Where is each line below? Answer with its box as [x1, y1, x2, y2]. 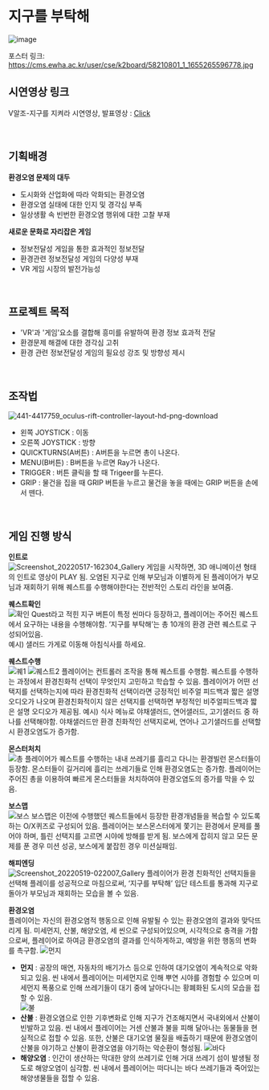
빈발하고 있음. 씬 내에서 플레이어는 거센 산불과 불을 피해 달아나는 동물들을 [19, 1023, 250, 1032]
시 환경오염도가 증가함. [8, 727, 79, 736]
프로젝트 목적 [8, 304, 70, 318]
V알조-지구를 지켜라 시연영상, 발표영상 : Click [8, 108, 151, 117]
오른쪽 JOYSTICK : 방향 [19, 438, 96, 447]
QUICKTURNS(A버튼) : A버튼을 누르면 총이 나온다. [19, 447, 181, 458]
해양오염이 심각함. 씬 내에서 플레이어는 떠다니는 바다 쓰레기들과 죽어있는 [35, 1063, 261, 1072]
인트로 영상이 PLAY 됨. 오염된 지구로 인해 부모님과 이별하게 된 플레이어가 [16, 572, 244, 582]
